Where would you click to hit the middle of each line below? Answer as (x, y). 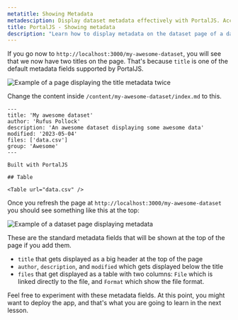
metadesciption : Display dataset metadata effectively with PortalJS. (114, 21)
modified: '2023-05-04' (42, 134)
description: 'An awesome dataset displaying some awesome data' (106, 128)
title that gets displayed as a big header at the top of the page (110, 259)
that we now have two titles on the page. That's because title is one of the (118, 62)
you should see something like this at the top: (73, 210)
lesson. (18, 310)
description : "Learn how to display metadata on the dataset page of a (115, 34)
